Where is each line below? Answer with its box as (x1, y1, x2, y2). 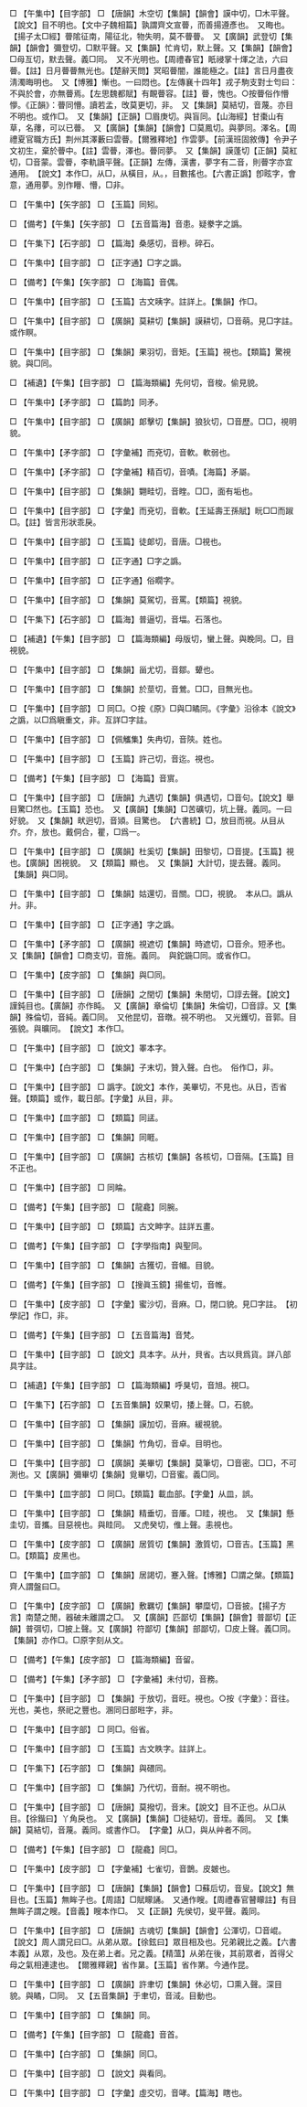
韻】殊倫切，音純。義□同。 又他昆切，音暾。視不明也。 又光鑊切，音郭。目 (9, 1011, 297, 1022)
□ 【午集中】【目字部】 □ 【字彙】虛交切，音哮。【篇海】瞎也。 (9, 2088, 248, 2098)
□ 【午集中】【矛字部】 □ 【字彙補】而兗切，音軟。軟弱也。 (9, 447, 236, 457)
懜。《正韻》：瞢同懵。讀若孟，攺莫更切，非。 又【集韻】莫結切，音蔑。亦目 (9, 100, 294, 110)
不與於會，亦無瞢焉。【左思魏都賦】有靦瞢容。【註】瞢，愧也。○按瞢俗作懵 (9, 88, 290, 99)
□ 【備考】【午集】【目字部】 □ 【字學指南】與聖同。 (9, 1240, 207, 1251)
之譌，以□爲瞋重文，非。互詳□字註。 (9, 714, 153, 725)
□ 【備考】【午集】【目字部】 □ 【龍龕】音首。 (9, 2029, 184, 2039)
